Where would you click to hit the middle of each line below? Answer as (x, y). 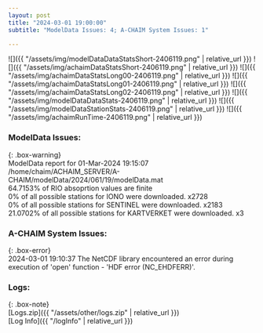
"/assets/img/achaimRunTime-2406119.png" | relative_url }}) (105, 118)
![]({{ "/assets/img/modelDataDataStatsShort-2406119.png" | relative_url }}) (130, 59)
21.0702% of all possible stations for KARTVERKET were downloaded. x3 (126, 213)
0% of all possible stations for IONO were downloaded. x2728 (108, 196)
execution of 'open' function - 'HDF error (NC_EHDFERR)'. (102, 266)
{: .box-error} (29, 250)
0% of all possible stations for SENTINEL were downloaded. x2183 (115, 205)
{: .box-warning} (35, 154)
